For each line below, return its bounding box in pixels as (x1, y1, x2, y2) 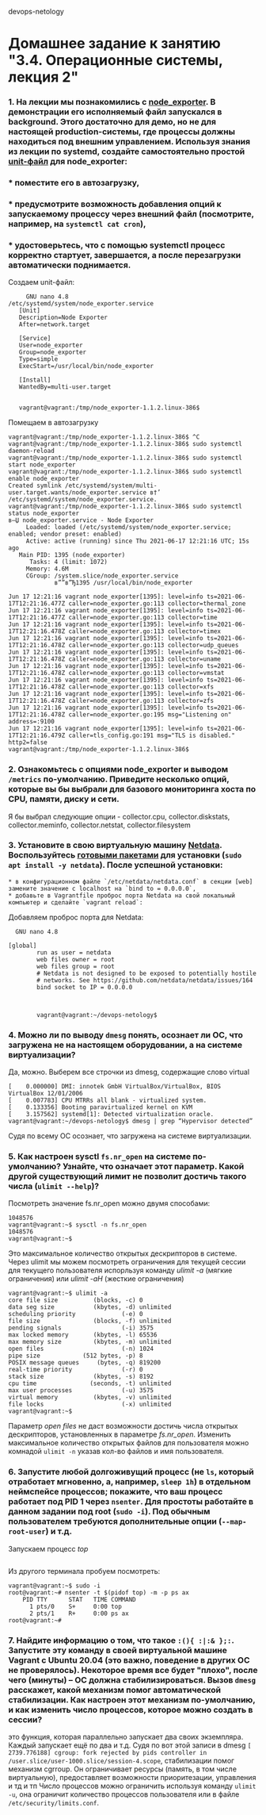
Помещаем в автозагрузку (8, 418, 99, 428)
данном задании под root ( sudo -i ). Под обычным (8, 1506, 211, 1518)
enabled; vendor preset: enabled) (8, 531, 123, 539)
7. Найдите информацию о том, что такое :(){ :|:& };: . (8, 1634, 234, 1645)
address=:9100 (8, 718, 55, 726)
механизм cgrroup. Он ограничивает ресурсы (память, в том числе (8, 1764, 237, 1774)
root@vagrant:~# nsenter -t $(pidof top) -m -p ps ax (8, 1588, 190, 1597)
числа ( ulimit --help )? (8, 1181, 100, 1192)
